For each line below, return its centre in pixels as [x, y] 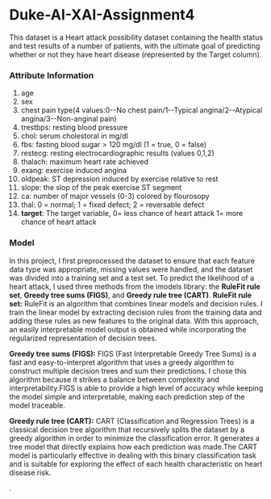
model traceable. [37, 405]
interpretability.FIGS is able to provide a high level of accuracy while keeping [136, 388]
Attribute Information [52, 75]
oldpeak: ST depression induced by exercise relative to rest [119, 179]
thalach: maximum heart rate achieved [84, 162]
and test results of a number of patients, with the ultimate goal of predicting [135, 45]
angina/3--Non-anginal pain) [69, 119]
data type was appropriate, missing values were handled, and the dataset [131, 269]
